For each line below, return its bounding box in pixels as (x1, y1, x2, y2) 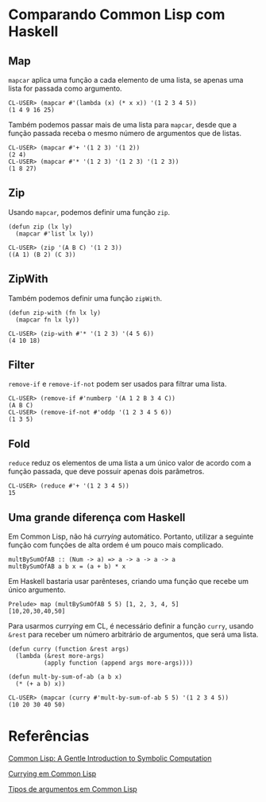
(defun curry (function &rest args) (8, 645, 129, 653)
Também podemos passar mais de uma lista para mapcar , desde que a (8, 120, 237, 129)
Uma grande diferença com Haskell (8, 511, 186, 524)
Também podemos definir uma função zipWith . (8, 293, 163, 303)
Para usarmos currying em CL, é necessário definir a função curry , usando (8, 621, 254, 631)
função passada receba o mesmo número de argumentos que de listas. (8, 129, 242, 138)
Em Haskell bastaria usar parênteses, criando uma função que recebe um (8, 577, 249, 586)
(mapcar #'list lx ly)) (15, 229, 94, 238)
